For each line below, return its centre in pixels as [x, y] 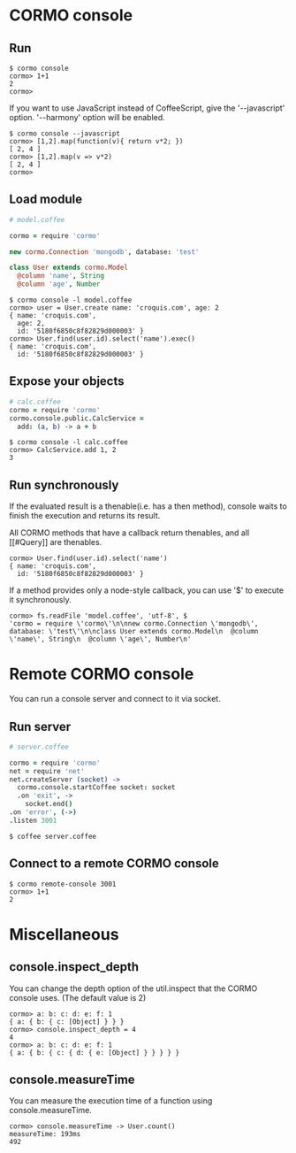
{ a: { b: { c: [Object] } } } [67, 1022]
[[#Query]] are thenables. [56, 542]
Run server [40, 726]
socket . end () [49, 804]
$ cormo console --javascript [65, 134]
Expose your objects [67, 381]
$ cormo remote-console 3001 [63, 884]
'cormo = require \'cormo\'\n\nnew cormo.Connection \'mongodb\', [134, 624]
